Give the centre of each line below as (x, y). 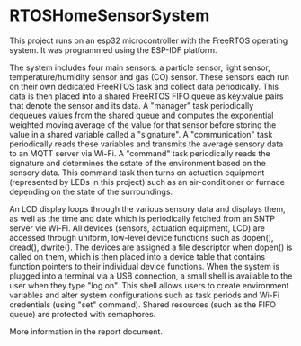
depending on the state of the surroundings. (91, 191)
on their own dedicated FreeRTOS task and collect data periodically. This (144, 86)
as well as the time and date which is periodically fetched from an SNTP (142, 218)
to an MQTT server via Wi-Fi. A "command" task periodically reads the (140, 153)
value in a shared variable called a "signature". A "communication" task (141, 134)
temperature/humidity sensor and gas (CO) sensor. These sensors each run (150, 76)
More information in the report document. (86, 331)
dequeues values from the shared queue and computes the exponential (142, 115)
